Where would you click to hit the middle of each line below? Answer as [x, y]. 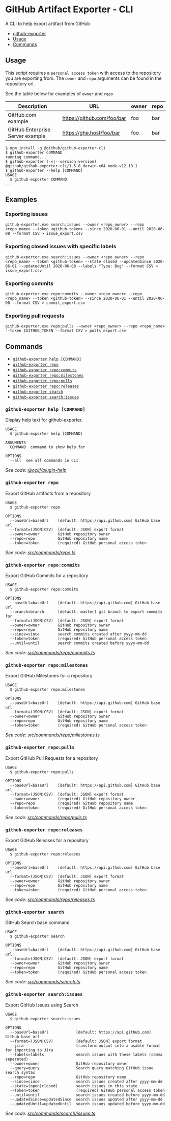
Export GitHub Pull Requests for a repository [52, 758]
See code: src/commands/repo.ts [40, 552]
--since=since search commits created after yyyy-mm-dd [78, 634]
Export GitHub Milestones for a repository [49, 676]
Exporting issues [27, 214]
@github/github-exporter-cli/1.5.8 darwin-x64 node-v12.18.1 [72, 166]
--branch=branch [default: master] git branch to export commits [86, 612]
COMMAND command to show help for [48, 447]
